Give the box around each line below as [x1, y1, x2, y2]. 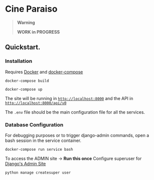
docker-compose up [5, 87, 43, 92]
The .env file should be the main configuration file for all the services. [5, 109, 145, 115]
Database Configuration [5, 121, 64, 128]
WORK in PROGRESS [17, 29, 60, 35]
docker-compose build [5, 78, 49, 83]
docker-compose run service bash [5, 147, 73, 152]
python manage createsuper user [5, 170, 71, 175]
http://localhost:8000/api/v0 [5, 100, 67, 105]
